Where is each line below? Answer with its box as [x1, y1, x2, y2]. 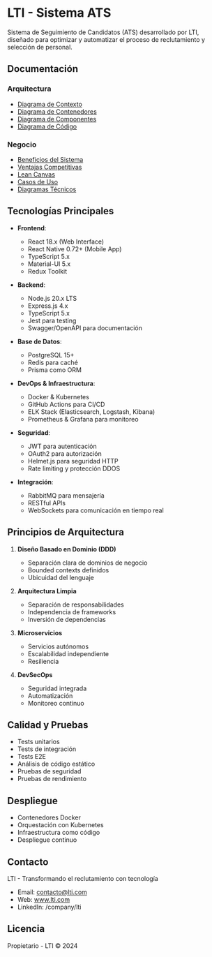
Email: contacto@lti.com [17, 888, 87, 896]
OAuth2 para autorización [27, 449, 103, 458]
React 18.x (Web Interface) [27, 237, 105, 246]
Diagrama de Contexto [17, 100, 82, 108]
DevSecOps [17, 670, 53, 678]
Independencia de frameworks [27, 607, 116, 616]
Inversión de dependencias [27, 615, 106, 623]
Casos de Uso [17, 177, 58, 186]
